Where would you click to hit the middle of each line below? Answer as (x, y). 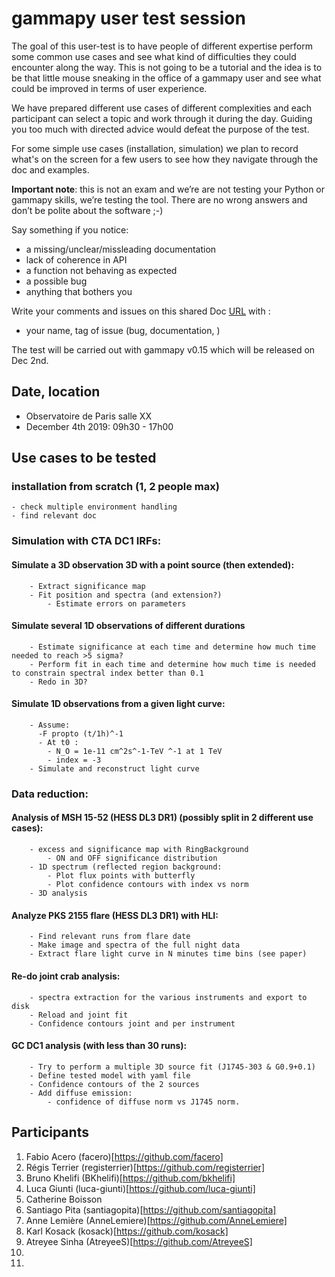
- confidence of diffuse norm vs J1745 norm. (144, 1102)
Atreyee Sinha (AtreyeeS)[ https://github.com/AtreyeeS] (139, 1241)
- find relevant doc (54, 516)
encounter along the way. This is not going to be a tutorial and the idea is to (167, 67)
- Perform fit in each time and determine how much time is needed (172, 664)
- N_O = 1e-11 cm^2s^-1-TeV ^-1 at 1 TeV (135, 751)
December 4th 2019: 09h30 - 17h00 (99, 426)
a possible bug (56, 281)
